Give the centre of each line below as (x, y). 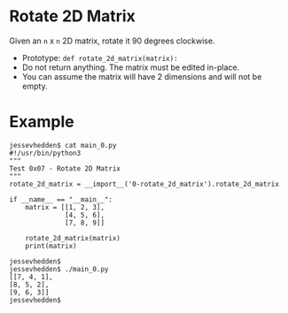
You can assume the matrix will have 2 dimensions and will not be (142, 76)
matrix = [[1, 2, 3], (65, 207)
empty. (35, 86)
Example (42, 122)
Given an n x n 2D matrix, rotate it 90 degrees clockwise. (112, 41)
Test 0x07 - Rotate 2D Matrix (65, 168)
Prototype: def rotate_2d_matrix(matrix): (100, 57)
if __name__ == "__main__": (61, 199)
